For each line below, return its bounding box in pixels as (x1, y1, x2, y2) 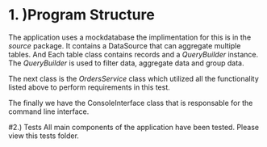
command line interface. (8, 107, 90, 116)
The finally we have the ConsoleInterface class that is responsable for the (8, 98, 253, 107)
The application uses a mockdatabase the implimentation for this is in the (8, 32, 252, 42)
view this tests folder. (8, 131, 79, 141)
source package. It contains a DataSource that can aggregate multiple (8, 40, 241, 50)
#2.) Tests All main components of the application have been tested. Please (8, 122, 260, 132)
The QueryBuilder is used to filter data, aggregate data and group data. (8, 58, 244, 68)
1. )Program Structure (8, 6, 155, 24)
